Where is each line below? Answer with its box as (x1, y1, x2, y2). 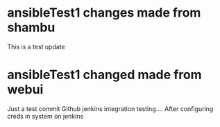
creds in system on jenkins (7, 112, 84, 120)
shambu (7, 19, 56, 35)
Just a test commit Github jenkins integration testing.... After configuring (7, 104, 214, 112)
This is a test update (7, 42, 65, 51)
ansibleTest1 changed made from (7, 67, 203, 83)
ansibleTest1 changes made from (7, 5, 201, 21)
